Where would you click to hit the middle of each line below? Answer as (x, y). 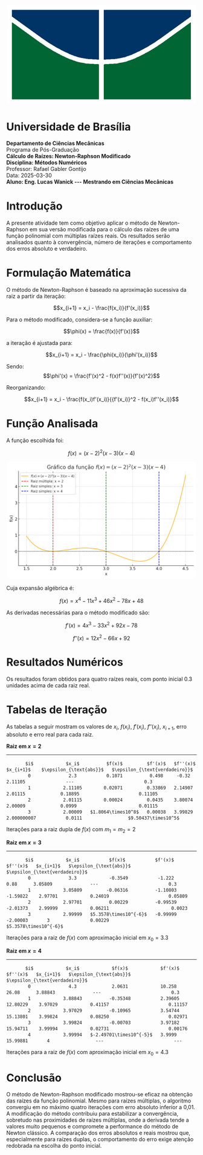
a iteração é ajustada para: (39, 343)
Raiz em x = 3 (24, 842)
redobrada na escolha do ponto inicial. (54, 1146)
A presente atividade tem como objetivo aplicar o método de (82, 223)
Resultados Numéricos (65, 662)
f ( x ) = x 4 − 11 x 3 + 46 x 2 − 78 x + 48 (101, 600)
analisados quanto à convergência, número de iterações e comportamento (99, 242)
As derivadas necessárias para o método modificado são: (78, 613)
